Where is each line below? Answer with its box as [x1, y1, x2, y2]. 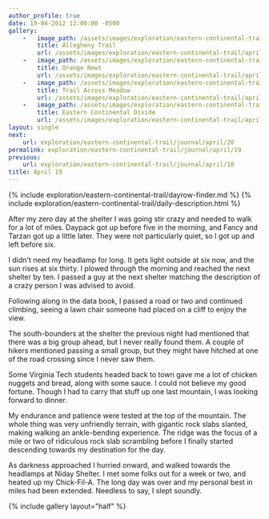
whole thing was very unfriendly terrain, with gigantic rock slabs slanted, [8, 420, 248, 428]
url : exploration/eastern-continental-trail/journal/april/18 [22, 161, 235, 169]
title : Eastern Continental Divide [37, 109, 156, 117]
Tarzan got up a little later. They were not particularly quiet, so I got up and [8, 231, 255, 240]
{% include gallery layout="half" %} [8, 501, 126, 511]
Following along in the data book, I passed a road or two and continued [8, 296, 243, 305]
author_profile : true [8, 11, 81, 20]
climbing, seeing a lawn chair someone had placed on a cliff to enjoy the [8, 305, 247, 314]
